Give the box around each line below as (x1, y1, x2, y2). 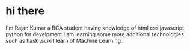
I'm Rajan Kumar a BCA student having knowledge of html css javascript (5, 24, 185, 31)
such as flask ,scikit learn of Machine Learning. (5, 37, 123, 44)
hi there (5, 4, 45, 18)
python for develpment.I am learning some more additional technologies (5, 30, 184, 37)
